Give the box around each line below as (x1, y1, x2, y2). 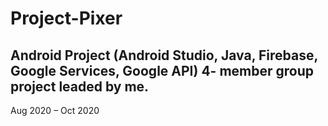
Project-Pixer (10, 7, 123, 30)
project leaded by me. (10, 78, 150, 95)
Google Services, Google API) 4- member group (10, 62, 314, 79)
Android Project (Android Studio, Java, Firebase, (10, 47, 318, 64)
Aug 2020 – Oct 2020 (10, 105, 100, 116)
